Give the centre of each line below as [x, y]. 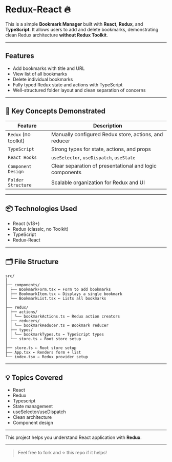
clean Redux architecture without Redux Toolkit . [57, 35]
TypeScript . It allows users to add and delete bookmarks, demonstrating [82, 29]
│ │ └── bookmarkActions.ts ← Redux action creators [63, 317]
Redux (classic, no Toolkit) [41, 229]
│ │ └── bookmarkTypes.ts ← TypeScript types [55, 335]
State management [33, 406]
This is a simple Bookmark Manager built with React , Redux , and [74, 24]
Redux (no [19, 134]
